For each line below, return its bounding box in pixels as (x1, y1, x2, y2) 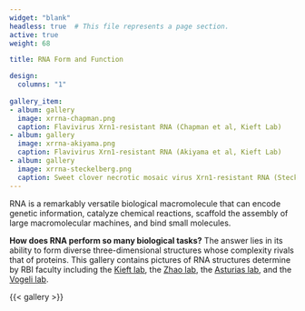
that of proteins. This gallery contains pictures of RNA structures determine (9, 254, 291, 265)
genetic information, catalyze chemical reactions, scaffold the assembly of (9, 207, 289, 218)
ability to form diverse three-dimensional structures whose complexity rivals (9, 245, 295, 256)
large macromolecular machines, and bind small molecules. (9, 217, 231, 228)
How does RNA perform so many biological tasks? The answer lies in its (9, 235, 283, 246)
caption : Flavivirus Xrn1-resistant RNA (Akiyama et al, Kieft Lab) (17, 147, 282, 157)
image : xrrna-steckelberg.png (17, 165, 132, 174)
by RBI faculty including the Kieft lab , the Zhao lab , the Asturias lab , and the (9, 264, 292, 275)
